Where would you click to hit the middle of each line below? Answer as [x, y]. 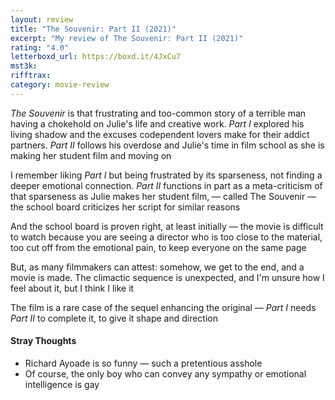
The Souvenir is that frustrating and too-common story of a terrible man [158, 113]
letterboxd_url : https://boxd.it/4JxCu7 [96, 57]
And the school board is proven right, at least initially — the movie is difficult [167, 226]
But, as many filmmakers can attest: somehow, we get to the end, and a [157, 267]
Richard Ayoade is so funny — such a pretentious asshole [143, 363]
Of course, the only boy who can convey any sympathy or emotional [165, 373]
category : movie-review [60, 85]
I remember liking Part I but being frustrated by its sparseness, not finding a [166, 175]
